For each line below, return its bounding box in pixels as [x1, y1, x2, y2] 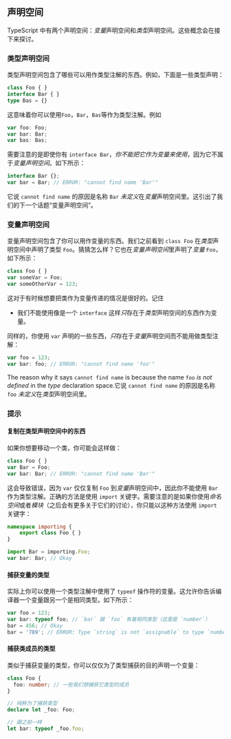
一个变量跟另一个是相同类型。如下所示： [19, 596, 134, 604]
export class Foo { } [19, 530, 81, 537]
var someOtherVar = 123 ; [7, 281, 78, 288]
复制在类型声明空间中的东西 [7, 427, 86, 435]
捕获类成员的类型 [7, 645, 56, 653]
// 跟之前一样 [7, 719, 43, 726]
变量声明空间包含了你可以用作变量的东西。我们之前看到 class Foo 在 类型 [7, 237, 213, 245]
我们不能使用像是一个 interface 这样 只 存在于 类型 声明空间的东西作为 [16, 309, 212, 317]
